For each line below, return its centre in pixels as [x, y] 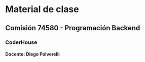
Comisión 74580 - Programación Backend [73, 28]
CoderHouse [21, 42]
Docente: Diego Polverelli [32, 54]
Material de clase [42, 9]
